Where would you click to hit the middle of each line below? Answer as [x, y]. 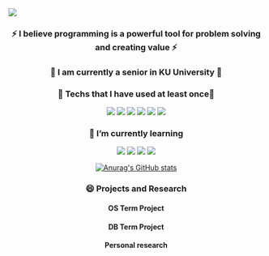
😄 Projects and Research [136, 189]
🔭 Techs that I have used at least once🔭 [136, 94]
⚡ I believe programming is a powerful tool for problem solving [136, 33]
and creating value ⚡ [136, 47]
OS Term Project [136, 208]
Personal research [136, 245]
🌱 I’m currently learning [136, 134]
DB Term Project [136, 227]
